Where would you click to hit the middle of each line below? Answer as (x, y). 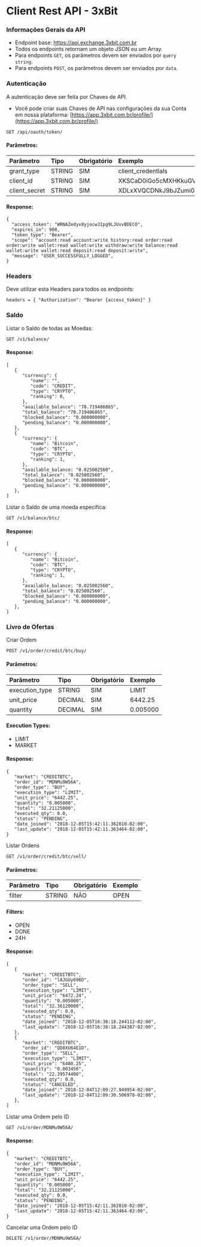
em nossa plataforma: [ (43, 114)
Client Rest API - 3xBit (62, 11)
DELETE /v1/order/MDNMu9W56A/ (44, 1238)
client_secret (27, 190)
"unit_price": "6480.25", (54, 1063)
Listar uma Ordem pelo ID (38, 1117)
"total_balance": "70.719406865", (65, 412)
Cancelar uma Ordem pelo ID (42, 1227)
